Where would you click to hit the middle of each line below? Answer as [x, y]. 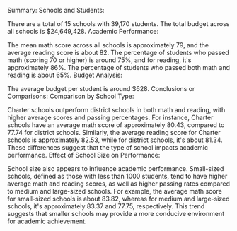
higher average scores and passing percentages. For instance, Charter [110, 117]
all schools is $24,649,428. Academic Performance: [83, 31]
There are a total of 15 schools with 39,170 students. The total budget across [118, 24]
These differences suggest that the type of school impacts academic [108, 147]
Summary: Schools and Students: [56, 10]
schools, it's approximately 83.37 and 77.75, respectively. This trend [106, 206]
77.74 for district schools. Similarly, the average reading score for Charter [114, 132]
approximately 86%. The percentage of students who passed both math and [119, 67]
